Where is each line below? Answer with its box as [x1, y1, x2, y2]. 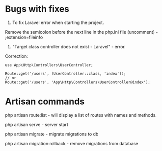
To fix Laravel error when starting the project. [12, 20, 104, 25]
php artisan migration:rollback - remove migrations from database [5, 140, 138, 146]
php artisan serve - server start [5, 121, 69, 128]
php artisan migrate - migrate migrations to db [5, 131, 99, 137]
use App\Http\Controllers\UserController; [5, 63, 93, 67]
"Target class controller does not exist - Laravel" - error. [12, 43, 126, 49]
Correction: [5, 53, 28, 59]
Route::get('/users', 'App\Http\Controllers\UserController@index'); [5, 80, 151, 85]
